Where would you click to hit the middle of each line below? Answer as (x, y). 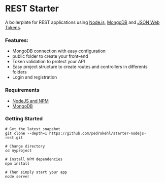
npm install (17, 163)
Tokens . (13, 27)
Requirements (22, 90)
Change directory (27, 146)
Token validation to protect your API (49, 62)
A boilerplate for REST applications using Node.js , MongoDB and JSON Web (82, 22)
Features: (17, 40)
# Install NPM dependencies (34, 159)
